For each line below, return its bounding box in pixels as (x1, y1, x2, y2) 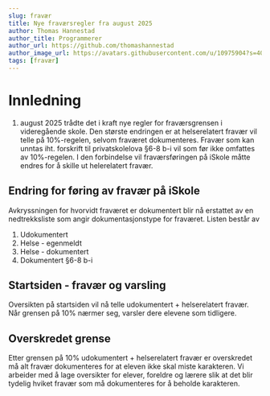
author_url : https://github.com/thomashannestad (8, 42, 174, 50)
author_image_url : (8, 49, 70, 57)
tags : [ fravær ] (8, 57, 59, 65)
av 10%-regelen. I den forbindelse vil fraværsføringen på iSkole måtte (19, 152, 251, 162)
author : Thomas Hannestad (8, 27, 95, 35)
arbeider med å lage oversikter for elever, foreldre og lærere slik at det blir (8, 370, 253, 380)
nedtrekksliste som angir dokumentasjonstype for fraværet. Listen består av (8, 214, 260, 224)
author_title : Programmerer (8, 34, 103, 43)
